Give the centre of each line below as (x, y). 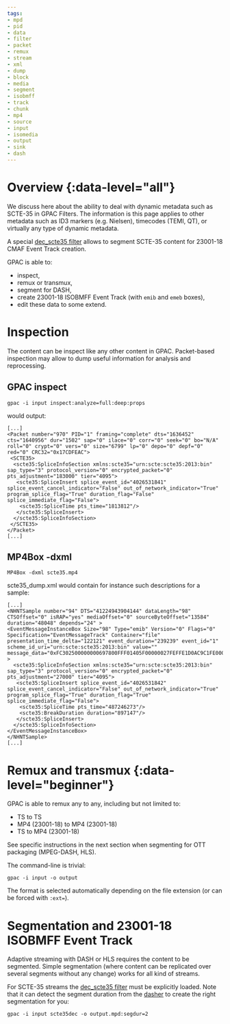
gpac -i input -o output (42, 878)
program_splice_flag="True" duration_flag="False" (81, 494)
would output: (27, 416)
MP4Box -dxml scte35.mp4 (42, 573)
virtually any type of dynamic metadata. (63, 228)
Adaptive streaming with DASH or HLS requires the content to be (98, 959)
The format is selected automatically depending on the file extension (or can (115, 890)
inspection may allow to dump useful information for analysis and (99, 358)
